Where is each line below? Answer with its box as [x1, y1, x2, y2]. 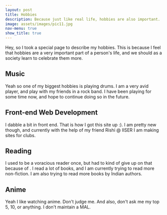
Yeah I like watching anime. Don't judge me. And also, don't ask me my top [5, 199, 159, 205]
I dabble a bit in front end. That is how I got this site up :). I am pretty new [5, 122, 156, 128]
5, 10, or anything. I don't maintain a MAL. [5, 204, 91, 210]
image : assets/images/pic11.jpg [5, 21, 73, 27]
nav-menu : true [5, 26, 37, 31]
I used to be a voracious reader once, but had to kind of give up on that [5, 160, 152, 166]
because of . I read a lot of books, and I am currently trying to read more [5, 165, 154, 171]
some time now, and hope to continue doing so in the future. [5, 93, 130, 99]
